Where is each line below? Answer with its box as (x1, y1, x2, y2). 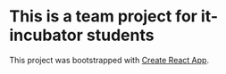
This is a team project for (9, 6, 198, 27)
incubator (9, 25, 83, 45)
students (86, 25, 155, 45)
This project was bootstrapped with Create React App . (9, 54, 210, 65)
